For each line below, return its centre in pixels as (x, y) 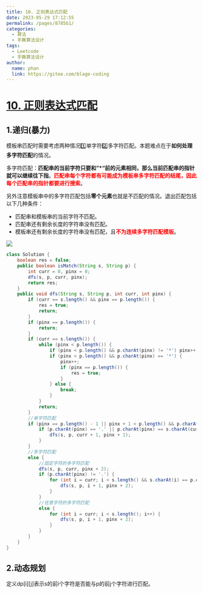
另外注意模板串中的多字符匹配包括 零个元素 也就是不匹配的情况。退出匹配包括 (101, 196)
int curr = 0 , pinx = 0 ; (59, 271)
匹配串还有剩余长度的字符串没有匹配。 (63, 224)
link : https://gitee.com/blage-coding (61, 74)
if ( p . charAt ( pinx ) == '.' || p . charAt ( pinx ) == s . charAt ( (114, 429)
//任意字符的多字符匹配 (64, 503)
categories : (21, 29)
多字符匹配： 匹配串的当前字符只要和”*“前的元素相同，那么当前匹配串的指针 (101, 168)
